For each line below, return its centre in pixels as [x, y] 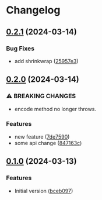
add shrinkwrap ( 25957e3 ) [46, 61]
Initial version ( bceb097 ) [44, 191]
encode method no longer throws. [55, 109]
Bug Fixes [20, 49]
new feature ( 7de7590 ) [42, 137]
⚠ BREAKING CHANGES [41, 96]
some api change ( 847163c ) [48, 143]
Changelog [33, 10]
